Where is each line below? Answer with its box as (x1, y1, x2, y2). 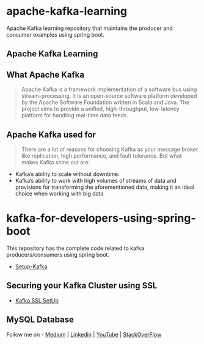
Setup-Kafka (15, 263, 48, 270)
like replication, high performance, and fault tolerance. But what (21, 152, 182, 159)
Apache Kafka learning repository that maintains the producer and (6, 24, 173, 32)
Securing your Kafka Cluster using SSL (6, 280, 158, 291)
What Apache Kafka (6, 69, 84, 80)
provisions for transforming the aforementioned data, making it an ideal (15, 183, 195, 191)
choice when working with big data (15, 189, 104, 197)
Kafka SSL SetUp (15, 296, 59, 304)
